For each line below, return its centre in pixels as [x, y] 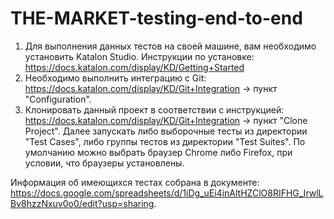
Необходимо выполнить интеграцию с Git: [115, 78]
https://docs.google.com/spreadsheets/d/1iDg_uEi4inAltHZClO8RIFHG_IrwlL [167, 193]
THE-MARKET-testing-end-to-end [156, 18]
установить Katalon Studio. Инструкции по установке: [139, 56]
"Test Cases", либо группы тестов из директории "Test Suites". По [165, 141]
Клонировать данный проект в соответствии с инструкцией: [154, 109]
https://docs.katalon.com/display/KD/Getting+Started [134, 67]
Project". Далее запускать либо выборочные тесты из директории [166, 131]
